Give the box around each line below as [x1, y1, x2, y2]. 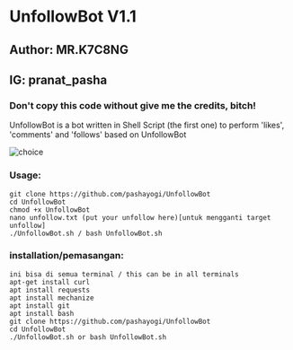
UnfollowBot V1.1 [9, 6, 137, 27]
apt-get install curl [9, 277, 91, 286]
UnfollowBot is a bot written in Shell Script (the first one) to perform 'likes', [9, 119, 285, 131]
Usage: [9, 169, 42, 181]
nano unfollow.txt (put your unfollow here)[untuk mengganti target [9, 213, 271, 222]
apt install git [9, 301, 70, 311]
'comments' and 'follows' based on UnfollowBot [9, 129, 187, 140]
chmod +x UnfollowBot [9, 205, 91, 214]
